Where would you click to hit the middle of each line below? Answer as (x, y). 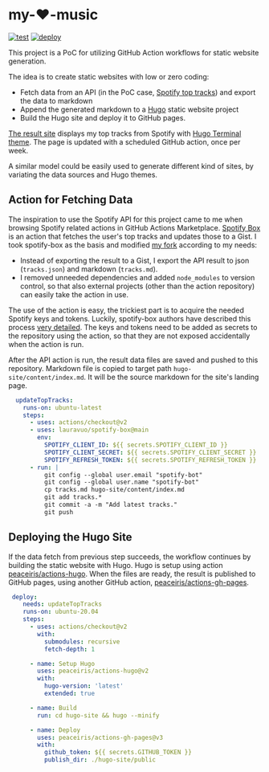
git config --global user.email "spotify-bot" (123, 475)
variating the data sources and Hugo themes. (83, 174)
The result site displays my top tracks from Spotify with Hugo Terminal (125, 133)
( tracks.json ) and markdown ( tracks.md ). (89, 269)
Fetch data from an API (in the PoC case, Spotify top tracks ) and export (138, 92)
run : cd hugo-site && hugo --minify (98, 715)
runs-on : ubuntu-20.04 (61, 612)
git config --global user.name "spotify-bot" (121, 482)
